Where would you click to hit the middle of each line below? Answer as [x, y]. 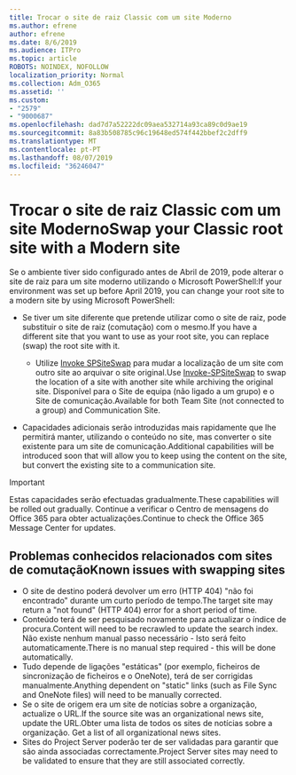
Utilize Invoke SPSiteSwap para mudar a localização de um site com [159, 363]
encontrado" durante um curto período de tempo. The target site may [147, 601]
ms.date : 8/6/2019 [43, 42]
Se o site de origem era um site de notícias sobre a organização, [140, 704]
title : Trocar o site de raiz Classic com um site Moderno [121, 17]
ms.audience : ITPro [45, 51]
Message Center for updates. [63, 528]
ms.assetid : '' [37, 91]
